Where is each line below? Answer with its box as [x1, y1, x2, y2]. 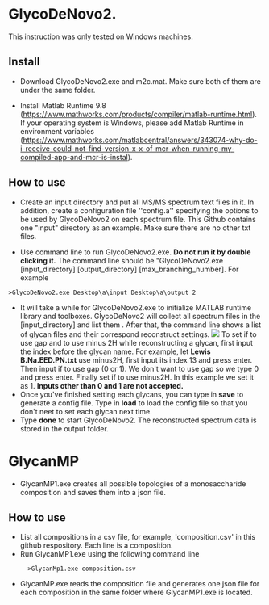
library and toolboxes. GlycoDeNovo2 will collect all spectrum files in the [19, 311, 261, 321]
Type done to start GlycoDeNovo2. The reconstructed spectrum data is [19, 415, 257, 425]
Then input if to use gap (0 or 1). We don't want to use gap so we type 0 [19, 363, 259, 373]
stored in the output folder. [19, 423, 109, 433]
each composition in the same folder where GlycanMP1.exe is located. [19, 587, 253, 598]
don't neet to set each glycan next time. [19, 406, 152, 416]
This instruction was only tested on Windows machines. [8, 32, 193, 41]
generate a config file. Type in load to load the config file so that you [19, 397, 248, 408]
